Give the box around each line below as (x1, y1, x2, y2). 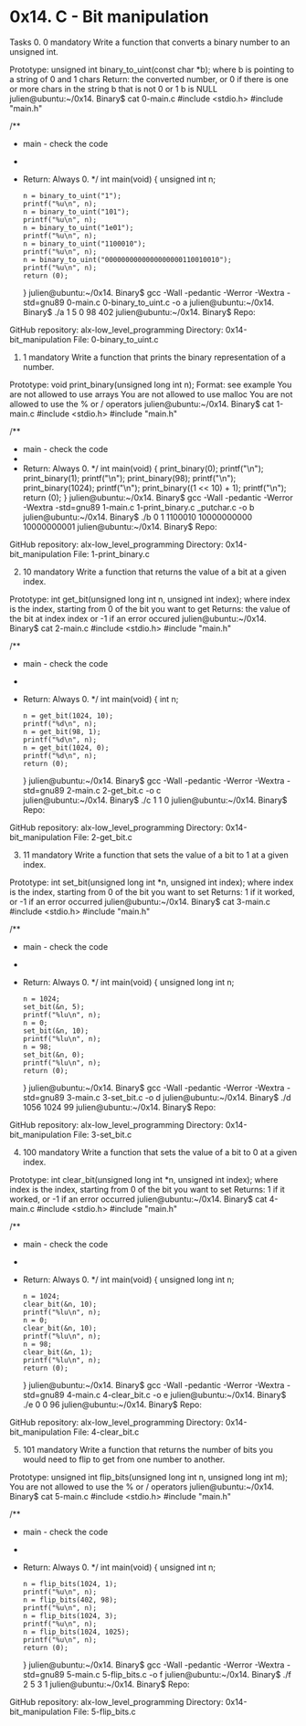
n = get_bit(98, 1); (22, 727, 101, 736)
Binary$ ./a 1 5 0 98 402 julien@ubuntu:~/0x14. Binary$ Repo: (22, 306, 256, 317)
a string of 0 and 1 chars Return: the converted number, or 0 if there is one (9, 73, 290, 84)
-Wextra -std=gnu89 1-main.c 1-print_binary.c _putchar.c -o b (22, 501, 255, 512)
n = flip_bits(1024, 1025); (22, 1627, 130, 1637)
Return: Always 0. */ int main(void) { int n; (22, 693, 179, 704)
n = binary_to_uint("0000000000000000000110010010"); (22, 255, 232, 264)
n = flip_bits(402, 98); (22, 1595, 118, 1605)
